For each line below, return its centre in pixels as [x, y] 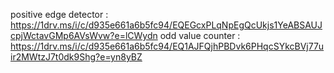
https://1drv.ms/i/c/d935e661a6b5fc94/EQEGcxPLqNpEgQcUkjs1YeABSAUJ [166, 25]
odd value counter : [200, 35]
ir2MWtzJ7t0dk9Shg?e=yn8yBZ [76, 57]
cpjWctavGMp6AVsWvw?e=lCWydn [84, 35]
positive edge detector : [59, 14]
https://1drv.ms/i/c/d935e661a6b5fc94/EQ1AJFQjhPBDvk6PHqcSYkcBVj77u [167, 46]
